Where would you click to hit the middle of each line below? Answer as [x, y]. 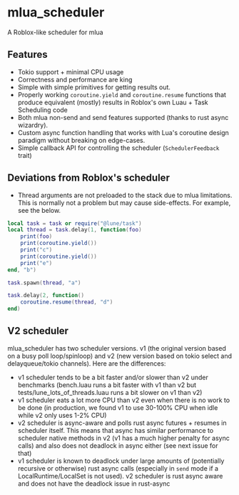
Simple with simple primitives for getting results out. [94, 87]
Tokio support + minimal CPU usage [71, 71]
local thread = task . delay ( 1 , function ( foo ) [75, 230]
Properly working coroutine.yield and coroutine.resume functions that [122, 94]
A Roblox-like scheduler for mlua [55, 32]
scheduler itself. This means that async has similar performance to [116, 430]
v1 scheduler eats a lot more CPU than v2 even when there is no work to [124, 400]
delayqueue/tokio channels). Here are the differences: [87, 363]
